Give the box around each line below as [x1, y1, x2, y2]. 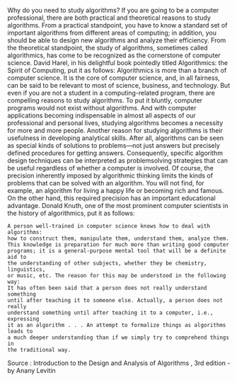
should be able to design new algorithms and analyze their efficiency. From [7, 36, 226, 45]
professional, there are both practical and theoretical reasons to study [7, 13, 211, 22]
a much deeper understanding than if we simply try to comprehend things [7, 334, 230, 341]
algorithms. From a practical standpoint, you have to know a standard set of [7, 21, 228, 29]
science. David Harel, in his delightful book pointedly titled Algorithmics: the [7, 59, 229, 66]
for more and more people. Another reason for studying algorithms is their [7, 127, 223, 134]
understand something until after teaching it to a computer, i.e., [7, 309, 214, 316]
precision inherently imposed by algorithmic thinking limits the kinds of [7, 171, 214, 180]
